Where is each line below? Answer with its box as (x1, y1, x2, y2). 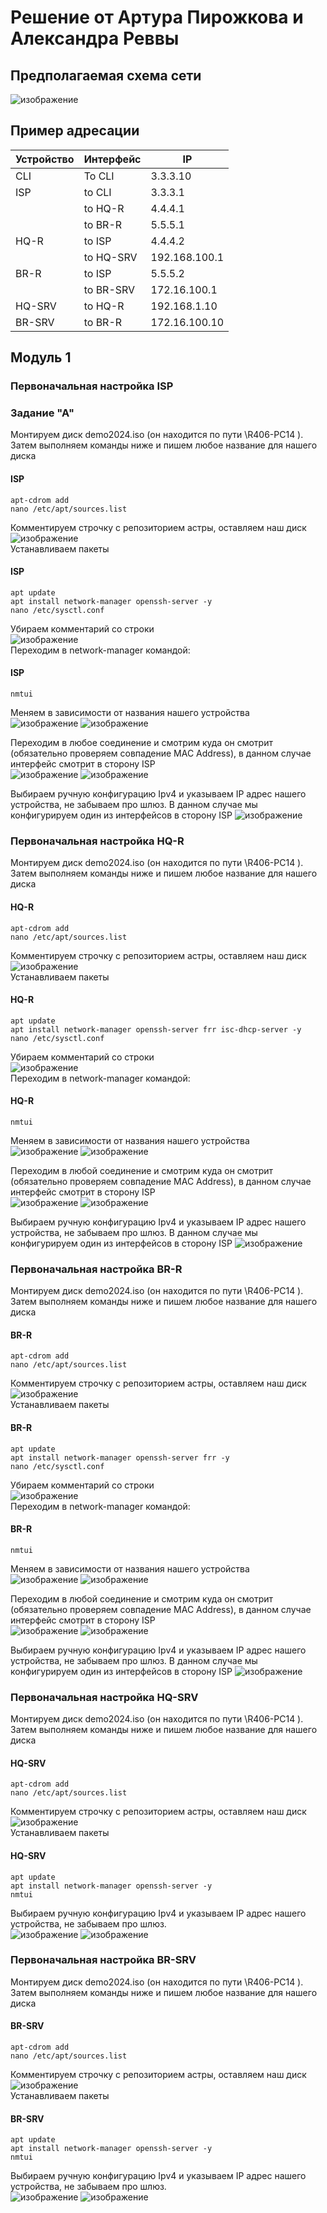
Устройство (15, 152, 75, 166)
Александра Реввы (10, 27, 180, 50)
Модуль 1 (10, 349, 72, 366)
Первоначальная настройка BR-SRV (10, 1953, 197, 1967)
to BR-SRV (83, 282, 136, 296)
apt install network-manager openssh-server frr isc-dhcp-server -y (10, 1024, 302, 1035)
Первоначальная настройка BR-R (10, 1262, 183, 1276)
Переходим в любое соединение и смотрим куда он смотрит (10, 737, 273, 749)
